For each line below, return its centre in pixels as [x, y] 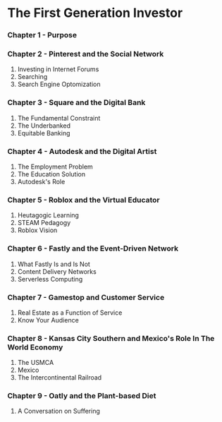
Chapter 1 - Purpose [42, 35]
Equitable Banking [44, 133]
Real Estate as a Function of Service [70, 313]
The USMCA [36, 363]
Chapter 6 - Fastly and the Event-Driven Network [93, 248]
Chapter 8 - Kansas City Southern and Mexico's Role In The [111, 338]
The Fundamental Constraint [59, 118]
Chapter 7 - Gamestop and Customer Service [86, 297]
